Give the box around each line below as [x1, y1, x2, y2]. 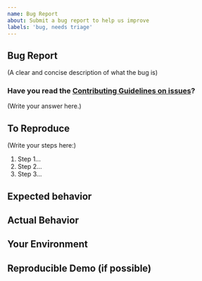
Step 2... [17, 162, 42, 171]
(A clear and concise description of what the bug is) [7, 68, 158, 77]
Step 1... [17, 155, 41, 163]
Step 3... [17, 170, 42, 179]
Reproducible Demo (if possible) [7, 262, 152, 274]
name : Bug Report [7, 10, 58, 18]
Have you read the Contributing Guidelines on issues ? [7, 86, 196, 96]
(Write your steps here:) [7, 141, 76, 150]
